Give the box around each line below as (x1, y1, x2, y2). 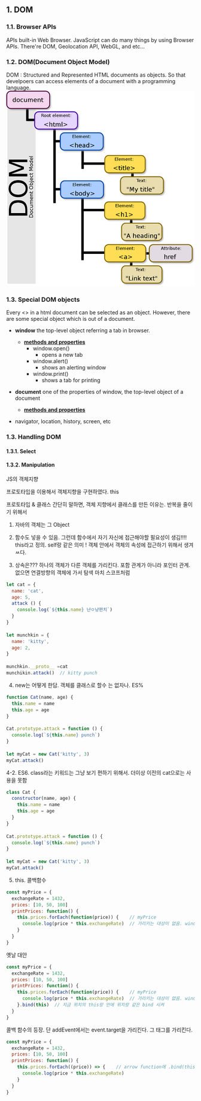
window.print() (32, 371, 69, 378)
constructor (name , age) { (11, 796, 77, 802)
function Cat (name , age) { (6, 694, 74, 700)
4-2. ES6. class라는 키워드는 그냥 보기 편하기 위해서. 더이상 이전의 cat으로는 (6, 769, 185, 776)
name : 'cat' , (11, 588, 44, 594)
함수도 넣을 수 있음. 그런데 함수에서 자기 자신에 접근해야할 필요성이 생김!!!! (14, 533, 187, 541)
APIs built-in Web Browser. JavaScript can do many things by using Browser (6, 36, 194, 44)
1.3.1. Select (6, 447, 36, 454)
